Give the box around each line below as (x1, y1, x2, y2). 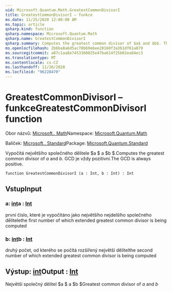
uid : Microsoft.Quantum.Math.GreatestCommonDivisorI (5, 7, 120, 13)
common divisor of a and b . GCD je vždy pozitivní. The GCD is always (5, 155, 151, 161)
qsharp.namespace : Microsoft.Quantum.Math (5, 31, 97, 36)
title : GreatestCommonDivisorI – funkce (5, 12, 93, 17)
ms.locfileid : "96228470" (5, 70, 60, 75)
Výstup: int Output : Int (5, 267, 78, 276)
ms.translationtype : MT (5, 55, 56, 60)
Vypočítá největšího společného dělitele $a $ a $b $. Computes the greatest (5, 150, 165, 156)
